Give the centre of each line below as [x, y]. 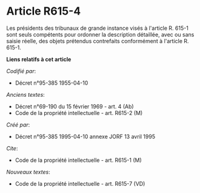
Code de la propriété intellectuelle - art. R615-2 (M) [79, 113]
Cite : [12, 148]
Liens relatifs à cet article [39, 59]
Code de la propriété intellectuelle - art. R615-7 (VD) [80, 183]
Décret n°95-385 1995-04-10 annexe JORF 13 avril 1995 [85, 136]
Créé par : [18, 125]
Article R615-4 [44, 11]
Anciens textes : [26, 94]
